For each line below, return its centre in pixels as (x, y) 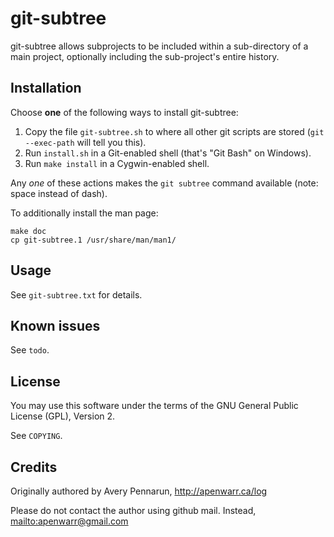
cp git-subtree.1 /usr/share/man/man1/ (93, 240)
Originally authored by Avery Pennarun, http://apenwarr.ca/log (139, 491)
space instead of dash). (59, 193)
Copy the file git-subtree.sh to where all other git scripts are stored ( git (174, 131)
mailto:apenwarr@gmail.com (69, 521)
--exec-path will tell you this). (85, 142)
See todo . (30, 350)
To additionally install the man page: (84, 213)
